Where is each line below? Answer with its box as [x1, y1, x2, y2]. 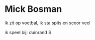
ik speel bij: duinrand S [4, 29, 52, 35]
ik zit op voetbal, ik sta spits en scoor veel [4, 20, 91, 26]
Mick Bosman [4, 3, 62, 15]
